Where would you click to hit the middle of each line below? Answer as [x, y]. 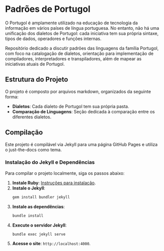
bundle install [28, 216]
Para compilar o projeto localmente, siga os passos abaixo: [65, 173]
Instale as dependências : [38, 206]
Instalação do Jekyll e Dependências [50, 162]
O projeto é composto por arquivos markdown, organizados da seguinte [78, 91]
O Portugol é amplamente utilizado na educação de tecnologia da [71, 23]
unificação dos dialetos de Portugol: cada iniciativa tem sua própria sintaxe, [82, 33]
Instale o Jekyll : [29, 188]
